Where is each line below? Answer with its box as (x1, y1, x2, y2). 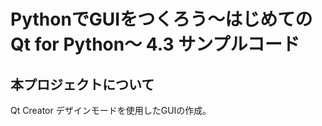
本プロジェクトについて (10, 76, 155, 93)
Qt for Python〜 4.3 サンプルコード (10, 33, 300, 56)
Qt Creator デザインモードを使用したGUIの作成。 (10, 105, 212, 116)
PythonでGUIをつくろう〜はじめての (10, 8, 313, 31)
